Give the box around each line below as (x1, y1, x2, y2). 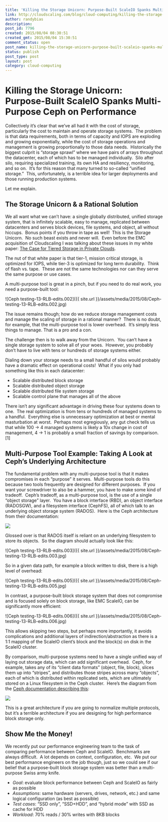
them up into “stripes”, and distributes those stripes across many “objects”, (5, 670, 159, 676)
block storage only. (5, 715, 45, 721)
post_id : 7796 (5, 26, 35, 31)
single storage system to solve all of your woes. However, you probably (5, 342, 153, 348)
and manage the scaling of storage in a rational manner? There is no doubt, (5, 316, 161, 322)
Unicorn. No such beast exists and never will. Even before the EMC (5, 235, 146, 241)
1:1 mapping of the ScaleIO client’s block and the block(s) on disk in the (5, 639, 151, 645)
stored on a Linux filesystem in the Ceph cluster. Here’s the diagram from (5, 680, 156, 686)
